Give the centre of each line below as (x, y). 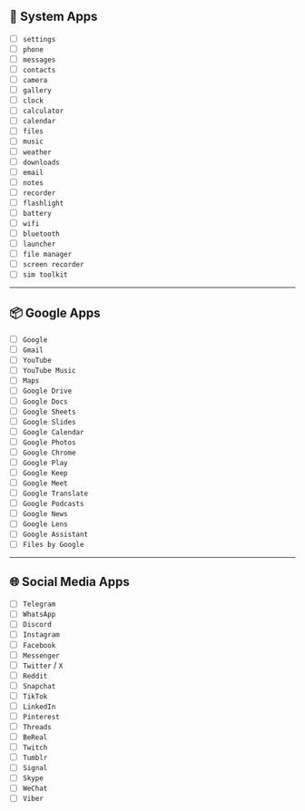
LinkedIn (39, 707)
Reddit (35, 676)
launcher (39, 244)
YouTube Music (49, 371)
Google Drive (47, 391)
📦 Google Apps (55, 313)
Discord (37, 625)
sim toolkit (45, 275)
